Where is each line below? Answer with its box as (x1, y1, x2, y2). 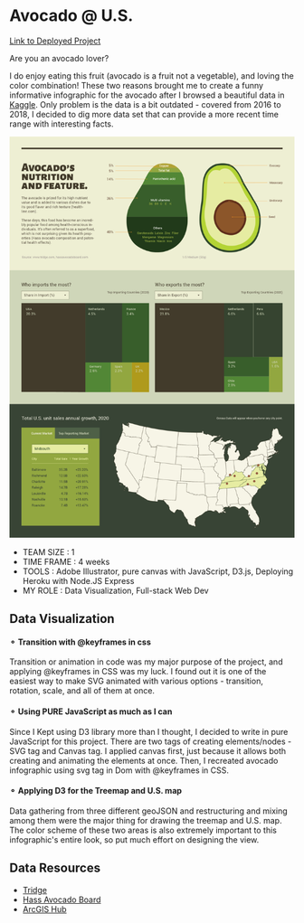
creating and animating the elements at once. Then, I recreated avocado (9, 755, 279, 766)
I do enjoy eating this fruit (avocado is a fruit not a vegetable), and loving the (9, 70, 294, 81)
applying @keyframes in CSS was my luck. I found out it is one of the (9, 666, 267, 677)
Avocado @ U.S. (9, 5, 134, 26)
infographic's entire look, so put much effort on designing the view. (9, 834, 260, 845)
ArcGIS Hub (22, 903, 67, 914)
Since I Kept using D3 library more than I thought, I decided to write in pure (9, 726, 289, 737)
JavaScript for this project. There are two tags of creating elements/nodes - (9, 736, 292, 747)
